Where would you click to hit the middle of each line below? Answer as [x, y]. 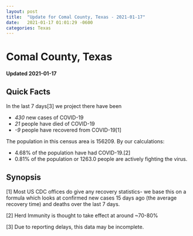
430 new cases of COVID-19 [49, 117]
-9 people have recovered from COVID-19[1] [68, 130]
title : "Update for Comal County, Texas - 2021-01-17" [76, 17]
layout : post [22, 11]
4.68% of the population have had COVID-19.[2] [72, 153]
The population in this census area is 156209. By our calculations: [85, 141]
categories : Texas [28, 28]
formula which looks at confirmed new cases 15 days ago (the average [92, 198]
